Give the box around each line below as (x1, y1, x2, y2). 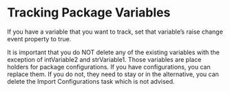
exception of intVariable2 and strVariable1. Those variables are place (7, 55, 202, 63)
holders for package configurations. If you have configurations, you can (7, 62, 211, 71)
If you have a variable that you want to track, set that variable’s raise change (7, 27, 224, 36)
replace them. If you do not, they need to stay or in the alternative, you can (7, 70, 219, 78)
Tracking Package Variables (7, 5, 171, 21)
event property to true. (7, 34, 72, 43)
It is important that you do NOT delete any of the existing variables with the (7, 48, 220, 56)
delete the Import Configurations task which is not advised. (7, 77, 175, 85)
